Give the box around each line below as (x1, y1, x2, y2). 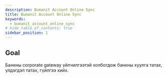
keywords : (5, 16, 26, 21)
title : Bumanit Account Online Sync (5, 12, 81, 17)
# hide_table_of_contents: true (5, 26, 72, 31)
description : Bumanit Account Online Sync (5, 7, 95, 12)
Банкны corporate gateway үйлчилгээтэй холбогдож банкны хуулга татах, (5, 62, 162, 68)
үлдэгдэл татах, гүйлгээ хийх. (5, 67, 69, 73)
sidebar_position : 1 (5, 30, 48, 35)
